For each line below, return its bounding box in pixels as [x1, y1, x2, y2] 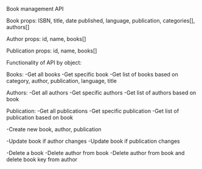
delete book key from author [6, 156, 78, 163]
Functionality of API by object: [6, 59, 82, 66]
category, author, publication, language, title [6, 77, 117, 84]
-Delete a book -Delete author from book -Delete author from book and [6, 149, 185, 156]
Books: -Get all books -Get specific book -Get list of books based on [6, 71, 178, 78]
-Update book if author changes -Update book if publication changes [6, 137, 181, 145]
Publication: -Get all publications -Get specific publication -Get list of [6, 107, 179, 115]
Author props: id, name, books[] [6, 35, 86, 42]
